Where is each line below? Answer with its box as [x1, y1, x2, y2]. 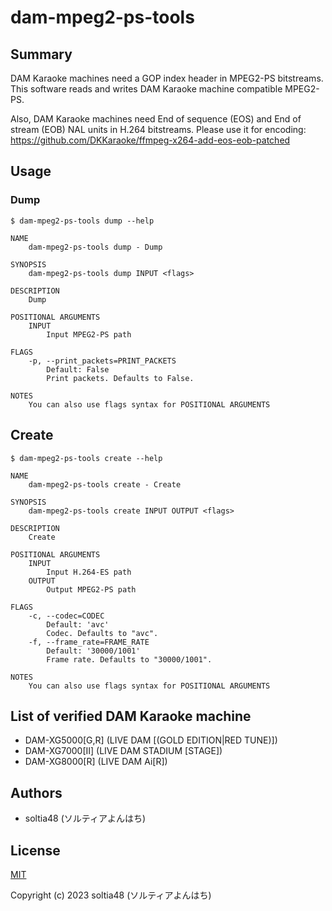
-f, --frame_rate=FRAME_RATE [28, 637, 150, 647]
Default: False [46, 364, 110, 375]
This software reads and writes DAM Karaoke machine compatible [10, 83, 283, 95]
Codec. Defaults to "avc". [46, 628, 159, 638]
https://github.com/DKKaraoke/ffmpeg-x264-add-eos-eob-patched [10, 134, 291, 146]
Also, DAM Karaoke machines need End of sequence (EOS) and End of [10, 113, 302, 125]
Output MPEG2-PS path [46, 584, 137, 595]
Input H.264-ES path [46, 567, 132, 577]
